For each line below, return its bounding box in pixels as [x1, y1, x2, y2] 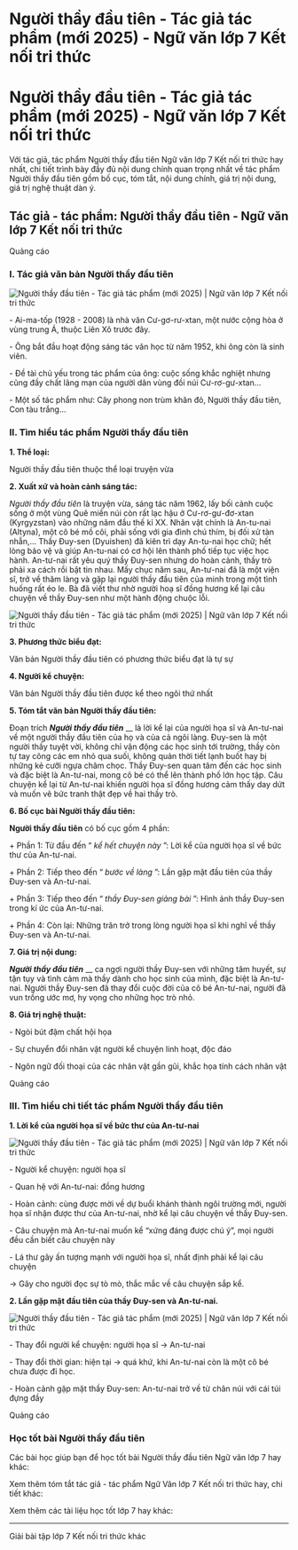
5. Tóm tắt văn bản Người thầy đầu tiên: [9, 705, 157, 716]
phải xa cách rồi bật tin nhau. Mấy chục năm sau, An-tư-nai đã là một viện [9, 564, 279, 574]
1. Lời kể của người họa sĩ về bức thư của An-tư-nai [9, 1119, 200, 1131]
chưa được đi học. [9, 1365, 75, 1376]
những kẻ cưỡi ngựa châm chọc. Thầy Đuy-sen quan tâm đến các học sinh [9, 760, 282, 771]
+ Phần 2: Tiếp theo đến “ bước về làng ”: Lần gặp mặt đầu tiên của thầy [9, 866, 273, 877]
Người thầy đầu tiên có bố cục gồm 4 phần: [9, 822, 170, 834]
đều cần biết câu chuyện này [9, 1234, 115, 1245]
